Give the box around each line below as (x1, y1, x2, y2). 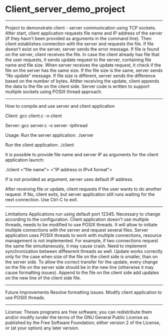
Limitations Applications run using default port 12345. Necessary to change (5, 211, 161, 217)
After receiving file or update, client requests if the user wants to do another (5, 186, 161, 192)
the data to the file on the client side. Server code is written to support (5, 83, 150, 89)
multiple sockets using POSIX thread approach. (5, 89, 102, 95)
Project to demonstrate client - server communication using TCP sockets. (5, 25, 156, 31)
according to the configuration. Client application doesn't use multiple (5, 216, 149, 222)
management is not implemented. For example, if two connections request (5, 237, 158, 243)
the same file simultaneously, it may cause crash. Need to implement (5, 243, 147, 249)
